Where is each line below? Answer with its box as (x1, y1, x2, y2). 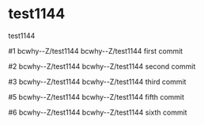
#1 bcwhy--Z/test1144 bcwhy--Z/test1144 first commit (8, 46, 183, 55)
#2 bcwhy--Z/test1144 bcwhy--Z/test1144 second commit (8, 61, 196, 71)
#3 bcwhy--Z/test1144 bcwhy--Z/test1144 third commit (8, 77, 187, 86)
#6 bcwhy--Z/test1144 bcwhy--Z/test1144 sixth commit (8, 108, 187, 117)
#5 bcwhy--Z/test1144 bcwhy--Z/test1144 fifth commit (8, 92, 184, 101)
